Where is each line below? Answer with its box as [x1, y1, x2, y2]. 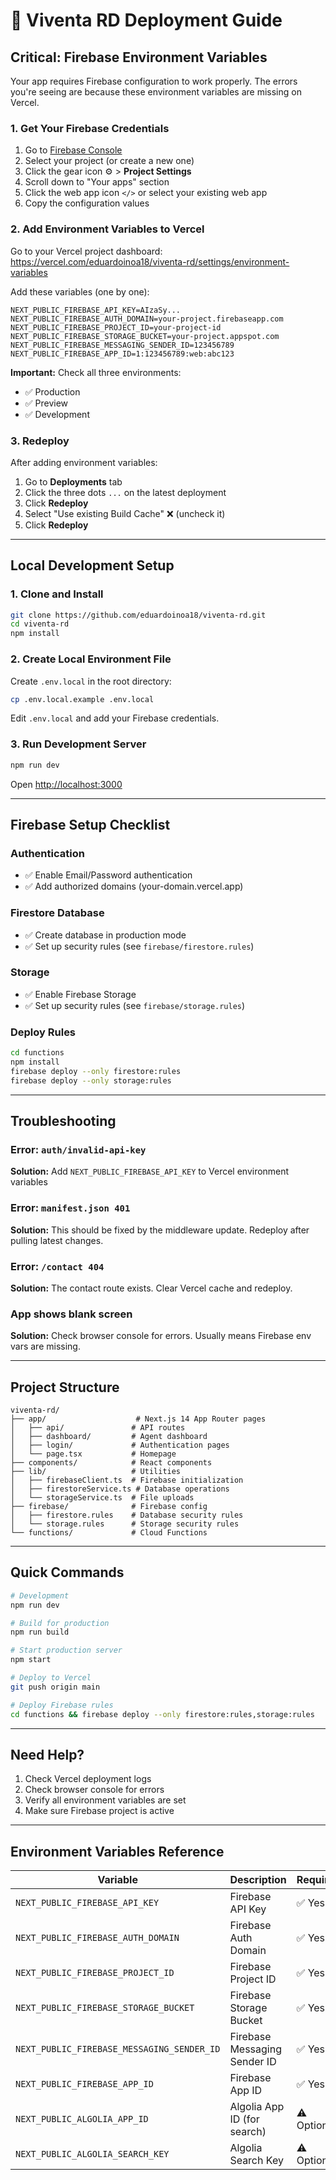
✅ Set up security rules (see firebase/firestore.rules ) [24, 940, 255, 952]
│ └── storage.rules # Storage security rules [10, 1519, 240, 1529]
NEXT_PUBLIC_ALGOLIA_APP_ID [15, 2114, 149, 2125]
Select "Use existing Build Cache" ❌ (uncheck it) [24, 507, 226, 519]
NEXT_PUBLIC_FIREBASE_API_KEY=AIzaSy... [10, 305, 182, 315]
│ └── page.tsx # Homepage [10, 1449, 177, 1459]
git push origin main [10, 1682, 101, 1692]
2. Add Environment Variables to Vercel [10, 222, 205, 236]
